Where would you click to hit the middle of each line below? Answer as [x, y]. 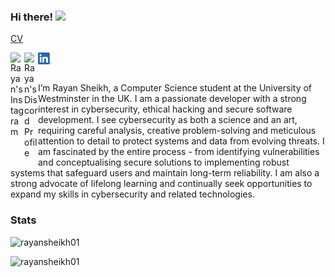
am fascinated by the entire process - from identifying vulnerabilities [179, 152]
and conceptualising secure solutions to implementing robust [164, 162]
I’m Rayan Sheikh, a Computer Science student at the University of [175, 88]
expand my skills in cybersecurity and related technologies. [132, 194]
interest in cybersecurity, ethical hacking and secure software [165, 109]
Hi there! [32, 17]
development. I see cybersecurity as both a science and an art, [168, 120]
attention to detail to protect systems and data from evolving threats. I [181, 141]
